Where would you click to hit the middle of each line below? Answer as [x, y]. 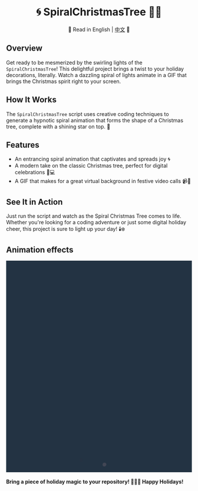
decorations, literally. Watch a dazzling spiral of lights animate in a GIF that [96, 75]
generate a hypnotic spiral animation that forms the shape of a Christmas [95, 120]
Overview [24, 49]
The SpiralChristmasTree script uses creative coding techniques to [88, 114]
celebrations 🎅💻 [35, 172]
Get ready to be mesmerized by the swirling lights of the [74, 62]
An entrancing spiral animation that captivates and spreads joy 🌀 [93, 159]
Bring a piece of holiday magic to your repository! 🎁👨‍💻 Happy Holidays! [95, 482]
